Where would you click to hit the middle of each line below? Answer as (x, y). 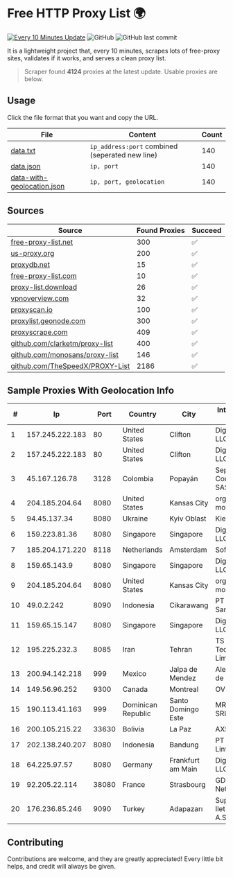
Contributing (35, 842)
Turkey (134, 809)
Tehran (181, 650)
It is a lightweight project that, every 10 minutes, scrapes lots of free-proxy (114, 51)
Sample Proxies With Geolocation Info (91, 390)
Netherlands (143, 550)
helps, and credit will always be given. (61, 867)
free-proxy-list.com (44, 276)
